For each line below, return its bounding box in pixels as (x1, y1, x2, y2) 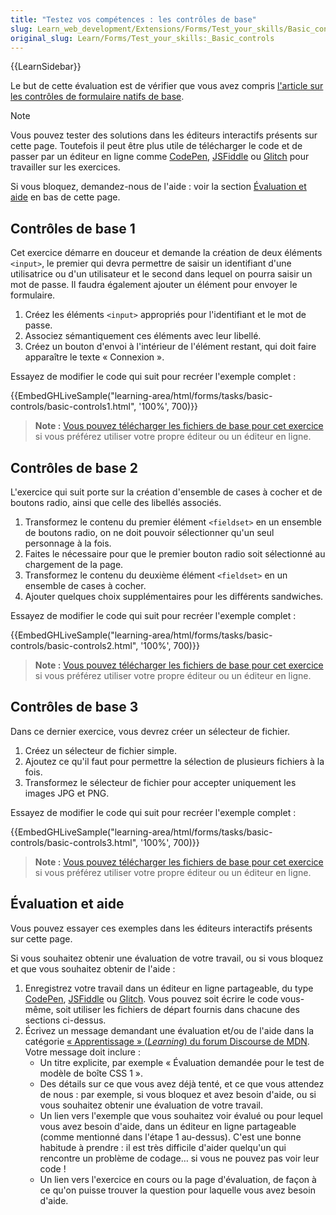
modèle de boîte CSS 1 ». (39, 1067, 143, 1079)
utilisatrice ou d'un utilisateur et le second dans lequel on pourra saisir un (10, 268, 313, 280)
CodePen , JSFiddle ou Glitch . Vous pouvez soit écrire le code (24, 992, 279, 1005)
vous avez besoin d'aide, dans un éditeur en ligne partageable (39, 1120, 297, 1132)
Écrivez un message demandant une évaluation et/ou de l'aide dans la (24, 1024, 314, 1036)
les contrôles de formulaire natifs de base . (10, 91, 185, 103)
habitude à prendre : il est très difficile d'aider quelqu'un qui (39, 1141, 287, 1153)
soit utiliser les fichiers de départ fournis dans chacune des (55, 1003, 300, 1015)
